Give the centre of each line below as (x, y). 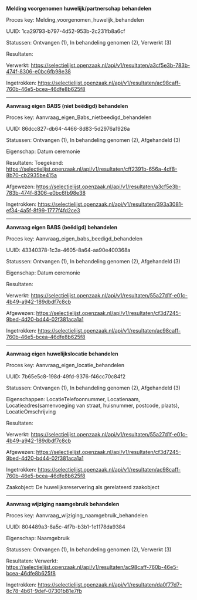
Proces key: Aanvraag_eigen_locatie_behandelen (65, 365)
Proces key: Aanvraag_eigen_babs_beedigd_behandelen (74, 239)
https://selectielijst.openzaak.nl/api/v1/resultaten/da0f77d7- (110, 585)
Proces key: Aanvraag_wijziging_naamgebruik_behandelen (77, 515)
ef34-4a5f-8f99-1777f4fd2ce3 (43, 210)
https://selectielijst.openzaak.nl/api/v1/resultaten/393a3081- (111, 204)
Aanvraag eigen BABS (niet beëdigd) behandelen (67, 106)
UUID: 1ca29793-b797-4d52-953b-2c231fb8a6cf (66, 31)
